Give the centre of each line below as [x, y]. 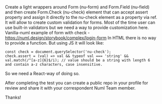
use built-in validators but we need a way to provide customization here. [77, 28]
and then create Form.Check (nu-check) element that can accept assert [77, 12]
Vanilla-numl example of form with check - [47, 33]
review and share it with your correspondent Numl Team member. [70, 88]
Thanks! [13, 97]
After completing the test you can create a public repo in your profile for [77, 83]
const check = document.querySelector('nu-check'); [58, 52]
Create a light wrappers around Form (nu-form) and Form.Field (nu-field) [77, 7]
